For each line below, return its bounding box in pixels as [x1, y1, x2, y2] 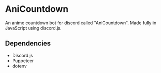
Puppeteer [12, 58, 34, 64]
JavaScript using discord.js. [5, 25, 62, 31]
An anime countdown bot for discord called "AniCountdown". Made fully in [5, 20, 157, 26]
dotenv [12, 63, 27, 69]
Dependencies [5, 39, 51, 48]
